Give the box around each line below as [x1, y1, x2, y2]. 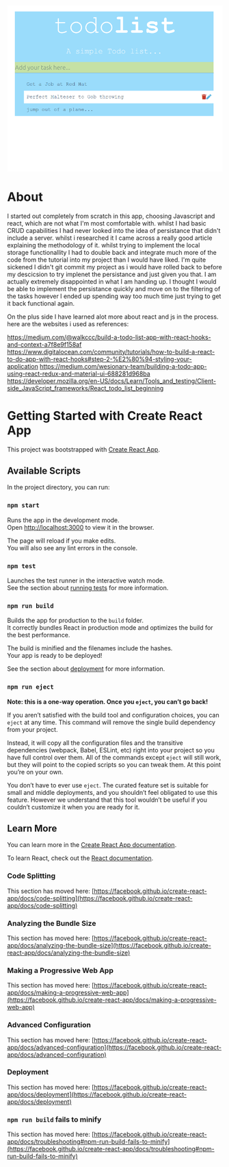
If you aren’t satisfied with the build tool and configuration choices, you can [7, 711, 220, 719]
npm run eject [7, 683, 54, 691]
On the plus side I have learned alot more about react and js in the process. [7, 312, 219, 321]
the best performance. [7, 631, 70, 639]
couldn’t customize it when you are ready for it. [7, 802, 140, 811]
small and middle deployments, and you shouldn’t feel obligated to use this [7, 788, 217, 796]
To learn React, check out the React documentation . [7, 854, 154, 862]
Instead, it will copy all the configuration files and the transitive [7, 739, 183, 747]
